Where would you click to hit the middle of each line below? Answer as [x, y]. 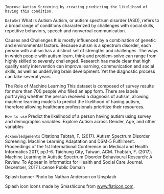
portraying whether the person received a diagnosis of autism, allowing [77, 96]
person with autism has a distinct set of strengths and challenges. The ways [82, 51]
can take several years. [29, 76]
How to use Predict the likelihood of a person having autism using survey [78, 116]
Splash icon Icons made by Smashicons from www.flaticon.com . [70, 186]
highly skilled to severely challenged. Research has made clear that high [78, 61]
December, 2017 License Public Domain [45, 167]
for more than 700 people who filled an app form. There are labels [71, 91]
